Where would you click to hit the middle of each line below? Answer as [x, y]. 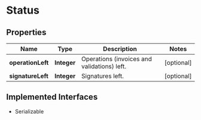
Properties [26, 32]
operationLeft [29, 63]
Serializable [29, 111]
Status [23, 10]
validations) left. [104, 66]
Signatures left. [103, 76]
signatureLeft [29, 76]
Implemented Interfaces [52, 97]
